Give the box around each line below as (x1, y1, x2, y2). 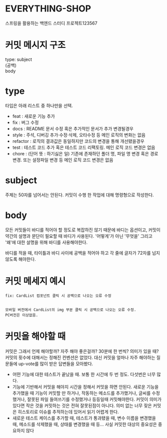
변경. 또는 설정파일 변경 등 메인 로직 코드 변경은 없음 (12, 157, 114, 163)
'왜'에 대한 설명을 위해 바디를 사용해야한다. (5, 239, 88, 245)
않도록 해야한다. (5, 256, 36, 262)
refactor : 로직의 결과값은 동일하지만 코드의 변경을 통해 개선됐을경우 (12, 138, 145, 144)
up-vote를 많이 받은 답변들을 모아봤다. (18, 361, 93, 367)
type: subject (5, 56, 32, 62)
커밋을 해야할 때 (5, 331, 66, 342)
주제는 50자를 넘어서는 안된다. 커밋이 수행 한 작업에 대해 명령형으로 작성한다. (5, 192, 154, 198)
